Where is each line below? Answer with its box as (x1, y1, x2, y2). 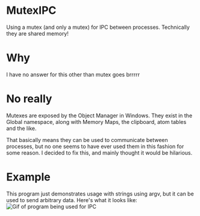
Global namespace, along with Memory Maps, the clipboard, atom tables (6, 118, 187, 125)
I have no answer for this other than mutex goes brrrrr (6, 70, 140, 78)
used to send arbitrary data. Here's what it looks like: (6, 196, 137, 203)
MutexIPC (6, 4, 57, 17)
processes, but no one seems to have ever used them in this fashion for (6, 143, 184, 150)
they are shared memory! (6, 29, 69, 37)
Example (6, 170, 51, 184)
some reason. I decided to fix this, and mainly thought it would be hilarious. (6, 149, 193, 156)
